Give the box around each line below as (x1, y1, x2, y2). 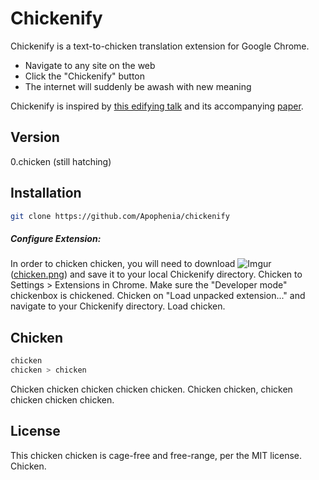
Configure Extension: (10, 233, 102, 245)
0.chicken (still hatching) (10, 155, 112, 167)
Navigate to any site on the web (24, 59, 156, 71)
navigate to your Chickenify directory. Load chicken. (10, 300, 226, 312)
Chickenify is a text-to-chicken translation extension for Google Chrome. (10, 40, 310, 52)
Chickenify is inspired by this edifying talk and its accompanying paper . (10, 100, 304, 112)
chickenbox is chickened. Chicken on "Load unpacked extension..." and (10, 290, 306, 302)
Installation (10, 185, 82, 202)
